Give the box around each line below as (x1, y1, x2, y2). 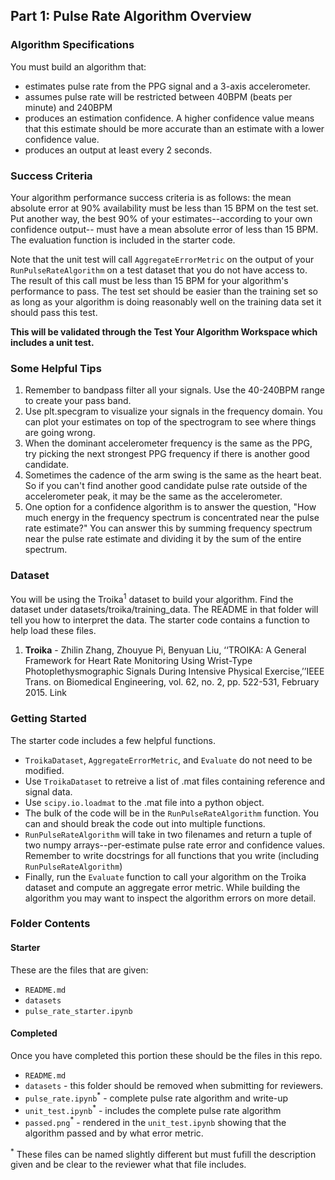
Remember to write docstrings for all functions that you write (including (24, 849, 320, 861)
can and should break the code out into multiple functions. (24, 817, 266, 829)
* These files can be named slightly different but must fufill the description (10, 1146, 317, 1160)
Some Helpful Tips (10, 361, 102, 375)
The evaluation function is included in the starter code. (10, 234, 236, 246)
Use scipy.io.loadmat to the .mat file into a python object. (24, 796, 265, 808)
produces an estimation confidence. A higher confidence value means (24, 112, 315, 124)
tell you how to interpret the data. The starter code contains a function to (10, 614, 310, 626)
